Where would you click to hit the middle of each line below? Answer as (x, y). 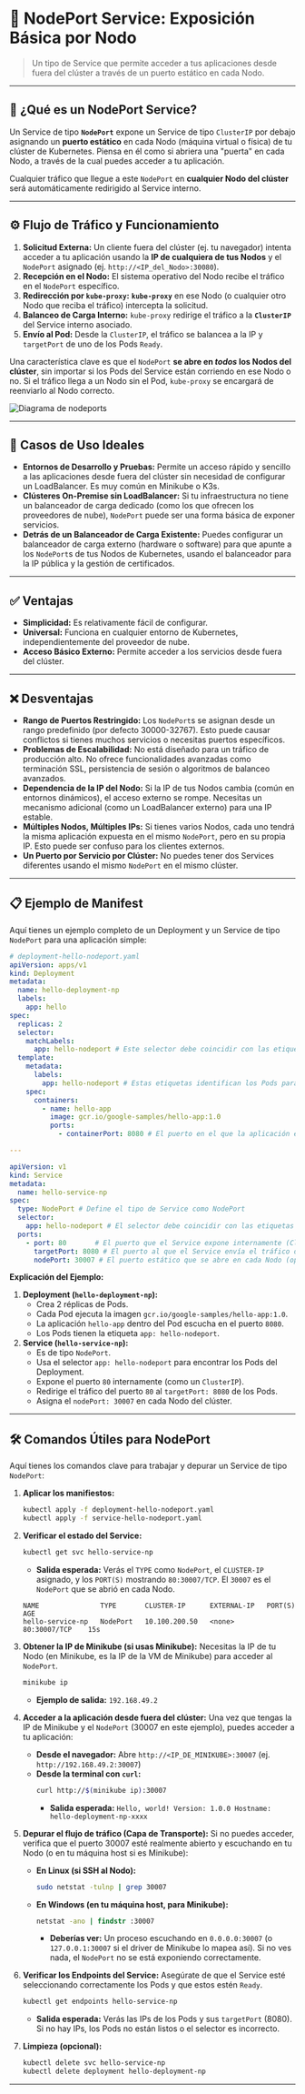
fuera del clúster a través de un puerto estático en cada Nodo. (148, 73)
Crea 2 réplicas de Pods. (82, 1304)
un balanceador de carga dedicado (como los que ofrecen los (138, 506)
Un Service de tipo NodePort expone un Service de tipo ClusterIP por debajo (152, 132)
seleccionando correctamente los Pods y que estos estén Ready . (143, 1985)
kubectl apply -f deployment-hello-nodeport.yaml (118, 1510)
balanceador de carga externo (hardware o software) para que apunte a (157, 544)
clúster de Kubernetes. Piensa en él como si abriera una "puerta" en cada (147, 151)
